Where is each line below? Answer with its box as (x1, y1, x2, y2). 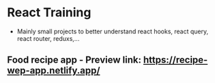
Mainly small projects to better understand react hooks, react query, (16, 27, 209, 35)
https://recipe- (143, 54, 208, 66)
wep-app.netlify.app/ (7, 65, 100, 76)
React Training (7, 5, 91, 20)
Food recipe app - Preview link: (7, 54, 142, 66)
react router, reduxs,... (16, 34, 80, 42)
